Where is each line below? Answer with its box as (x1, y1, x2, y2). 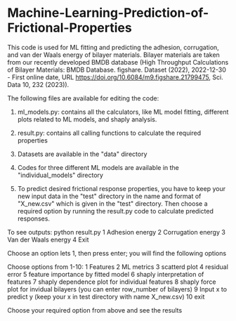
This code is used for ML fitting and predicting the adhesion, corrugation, (7, 43, 219, 51)
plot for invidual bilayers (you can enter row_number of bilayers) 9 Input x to (7, 284, 227, 293)
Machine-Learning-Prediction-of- (7, 5, 209, 21)
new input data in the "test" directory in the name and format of (17, 192, 202, 200)
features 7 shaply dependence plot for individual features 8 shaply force (7, 277, 216, 286)
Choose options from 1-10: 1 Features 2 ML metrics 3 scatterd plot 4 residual (7, 262, 228, 271)
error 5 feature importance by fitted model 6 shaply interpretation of (7, 270, 204, 278)
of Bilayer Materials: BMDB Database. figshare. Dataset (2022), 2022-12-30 (7, 65, 227, 74)
